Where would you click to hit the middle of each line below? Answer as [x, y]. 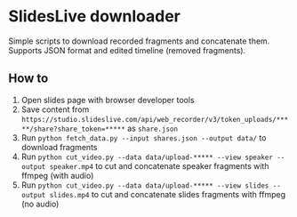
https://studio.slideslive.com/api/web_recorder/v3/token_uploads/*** [155, 119]
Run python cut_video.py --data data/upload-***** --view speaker [147, 157]
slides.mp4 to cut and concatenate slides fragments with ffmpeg [168, 194]
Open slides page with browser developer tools [108, 100]
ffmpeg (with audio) [57, 175]
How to [28, 79]
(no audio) [40, 204]
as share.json [153, 128]
